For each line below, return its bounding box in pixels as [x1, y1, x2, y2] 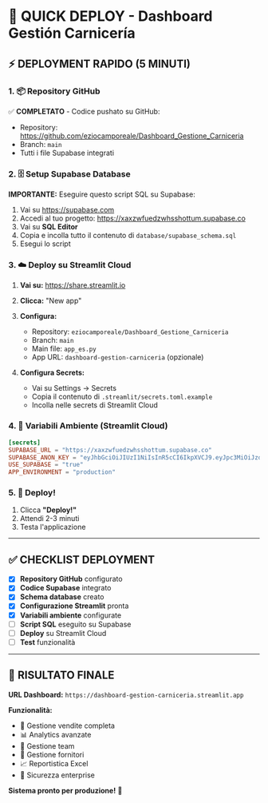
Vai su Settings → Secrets [31, 384, 117, 393]
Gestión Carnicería [8, 24, 136, 42]
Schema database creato [19, 592, 104, 602]
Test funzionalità [19, 637, 76, 646]
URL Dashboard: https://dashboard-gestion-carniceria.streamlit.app [8, 690, 244, 699]
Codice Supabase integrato [19, 583, 112, 593]
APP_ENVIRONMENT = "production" [8, 468, 116, 476]
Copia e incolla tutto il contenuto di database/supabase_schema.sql [19, 231, 237, 241]
